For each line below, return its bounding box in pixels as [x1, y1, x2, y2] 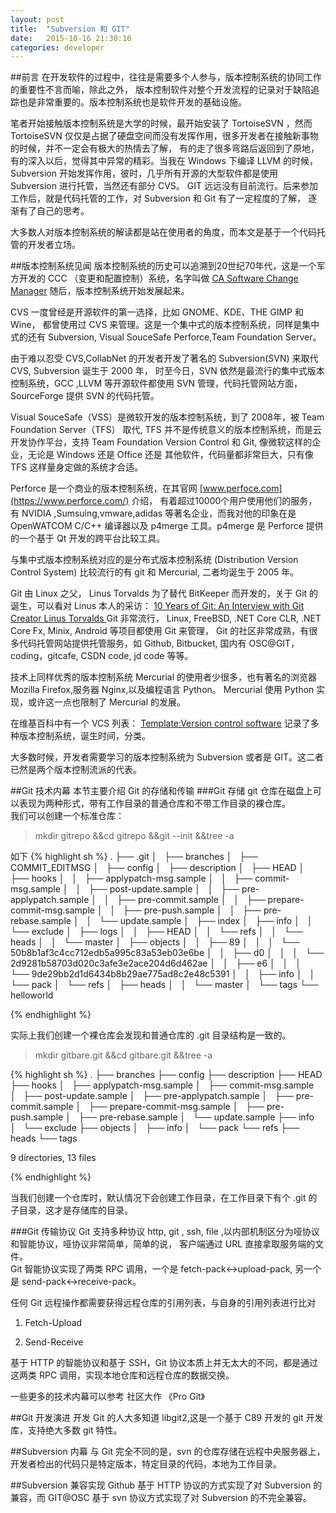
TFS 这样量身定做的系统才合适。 [10, 461, 144, 473]
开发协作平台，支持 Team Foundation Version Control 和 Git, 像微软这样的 [10, 436, 313, 448]
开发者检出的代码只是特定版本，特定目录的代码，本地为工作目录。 [10, 1458, 282, 1470]
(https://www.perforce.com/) [10, 495, 130, 507]
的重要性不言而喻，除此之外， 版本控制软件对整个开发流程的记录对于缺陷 [10, 84, 311, 96]
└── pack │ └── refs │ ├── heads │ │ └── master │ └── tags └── [10, 979, 319, 991]
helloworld [10, 989, 54, 1001]
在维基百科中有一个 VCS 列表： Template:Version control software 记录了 [10, 717, 311, 730]
